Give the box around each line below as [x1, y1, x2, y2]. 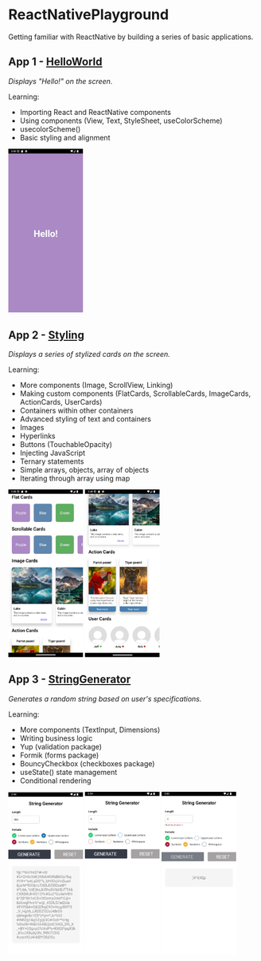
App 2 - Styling [8, 328, 85, 342]
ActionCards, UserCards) [19, 397, 103, 407]
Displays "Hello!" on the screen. [8, 76, 113, 85]
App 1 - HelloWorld [8, 55, 103, 69]
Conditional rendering [19, 776, 92, 785]
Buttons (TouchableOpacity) [19, 440, 113, 449]
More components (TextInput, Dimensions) [19, 725, 161, 734]
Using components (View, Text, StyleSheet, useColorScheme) [19, 116, 223, 125]
